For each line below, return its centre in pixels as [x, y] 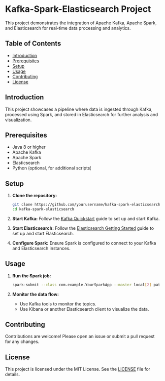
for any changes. [22, 341]
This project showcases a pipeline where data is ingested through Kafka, [79, 109]
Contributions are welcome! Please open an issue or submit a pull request [80, 337]
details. [13, 375]
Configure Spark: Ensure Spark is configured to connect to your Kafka [84, 243]
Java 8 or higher [29, 147]
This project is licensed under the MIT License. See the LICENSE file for [78, 369]
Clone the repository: [34, 196]
